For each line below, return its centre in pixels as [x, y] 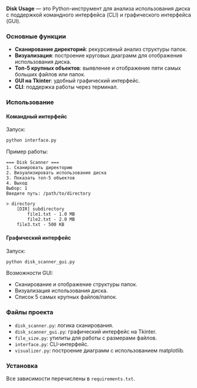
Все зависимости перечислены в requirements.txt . [71, 379]
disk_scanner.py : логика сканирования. [64, 325]
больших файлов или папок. [50, 75]
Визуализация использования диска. [61, 291]
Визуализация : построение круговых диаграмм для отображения [98, 56]
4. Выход [17, 183]
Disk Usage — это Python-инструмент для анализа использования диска [98, 9]
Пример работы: [27, 152]
